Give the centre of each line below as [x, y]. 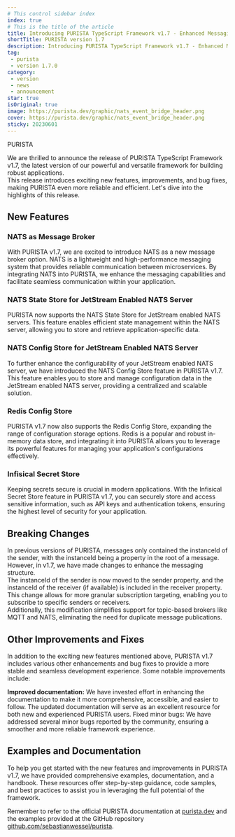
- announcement [32, 92]
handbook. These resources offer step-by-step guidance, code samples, [112, 782]
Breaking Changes [48, 533]
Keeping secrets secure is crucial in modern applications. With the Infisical [115, 489]
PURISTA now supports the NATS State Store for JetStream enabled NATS [114, 315]
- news [20, 85]
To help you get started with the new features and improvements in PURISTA [117, 768]
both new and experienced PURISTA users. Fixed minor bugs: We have [109, 714]
